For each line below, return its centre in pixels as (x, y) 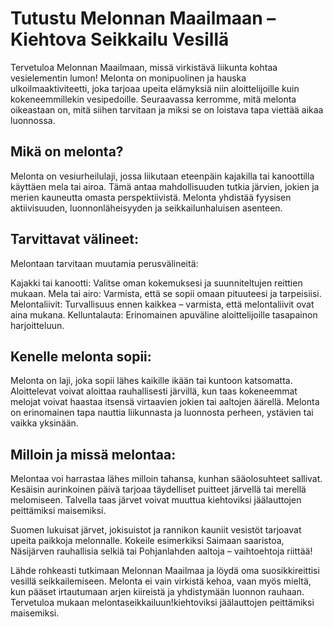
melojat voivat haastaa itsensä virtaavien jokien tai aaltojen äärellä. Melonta (165, 402)
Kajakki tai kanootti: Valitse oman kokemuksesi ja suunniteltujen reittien (156, 283)
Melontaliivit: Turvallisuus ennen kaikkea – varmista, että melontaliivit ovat (162, 304)
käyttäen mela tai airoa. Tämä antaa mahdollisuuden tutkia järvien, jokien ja (165, 186)
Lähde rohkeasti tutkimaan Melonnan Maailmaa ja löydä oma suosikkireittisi (165, 571)
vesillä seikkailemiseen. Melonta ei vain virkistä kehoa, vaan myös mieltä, (161, 581)
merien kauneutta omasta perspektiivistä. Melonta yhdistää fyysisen (151, 197)
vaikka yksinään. (44, 423)
